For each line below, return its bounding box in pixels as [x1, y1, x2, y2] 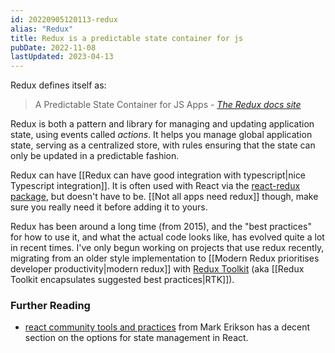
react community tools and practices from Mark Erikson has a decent [24, 321, 311, 333]
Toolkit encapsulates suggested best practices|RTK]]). [10, 274, 235, 286]
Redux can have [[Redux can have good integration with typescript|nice [10, 169, 307, 181]
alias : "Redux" [10, 24, 74, 34]
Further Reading [10, 299, 91, 313]
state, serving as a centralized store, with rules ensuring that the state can [10, 139, 316, 151]
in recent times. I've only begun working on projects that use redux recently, [10, 242, 325, 254]
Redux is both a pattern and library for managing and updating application [10, 118, 315, 130]
